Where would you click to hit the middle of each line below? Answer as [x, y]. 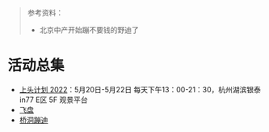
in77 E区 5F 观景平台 [53, 100]
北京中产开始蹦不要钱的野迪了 [89, 30]
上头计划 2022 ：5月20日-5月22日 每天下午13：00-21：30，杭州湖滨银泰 [140, 89]
